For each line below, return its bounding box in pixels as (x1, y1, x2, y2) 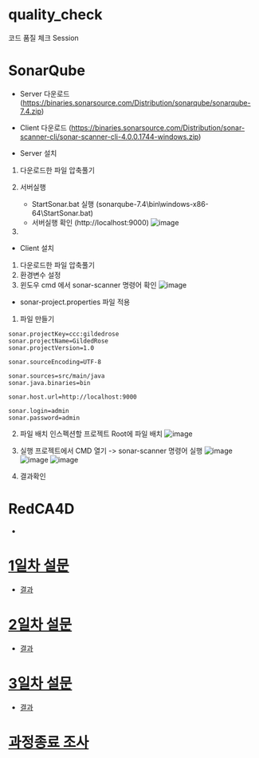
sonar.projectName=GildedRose (8, 337, 109, 345)
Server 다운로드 (19, 89, 70, 98)
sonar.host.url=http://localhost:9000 (8, 393, 137, 401)
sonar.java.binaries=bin (8, 379, 91, 387)
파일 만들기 (19, 314, 55, 323)
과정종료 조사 (8, 733, 89, 752)
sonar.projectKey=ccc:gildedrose (8, 330, 120, 338)
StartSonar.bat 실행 (31, 199, 94, 208)
